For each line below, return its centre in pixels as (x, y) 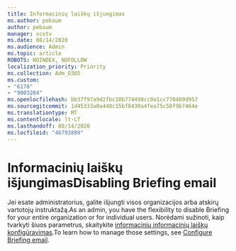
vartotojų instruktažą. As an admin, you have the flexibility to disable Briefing (118, 210)
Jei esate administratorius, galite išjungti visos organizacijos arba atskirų (113, 202)
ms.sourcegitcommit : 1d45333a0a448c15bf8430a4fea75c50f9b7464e (103, 106)
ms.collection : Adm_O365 (44, 73)
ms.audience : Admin (36, 47)
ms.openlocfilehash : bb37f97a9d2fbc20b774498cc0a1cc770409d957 (103, 100)
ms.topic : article (34, 54)
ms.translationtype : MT (43, 113)
